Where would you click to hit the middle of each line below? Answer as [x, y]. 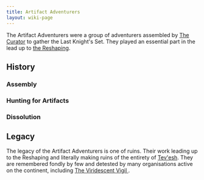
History [21, 67]
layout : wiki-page [30, 18]
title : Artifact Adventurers [43, 12]
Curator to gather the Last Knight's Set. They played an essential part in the [101, 41]
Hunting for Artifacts [38, 100]
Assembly [22, 84]
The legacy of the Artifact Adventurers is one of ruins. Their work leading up [102, 151]
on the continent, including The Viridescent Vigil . [68, 170]
